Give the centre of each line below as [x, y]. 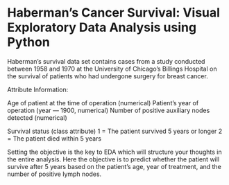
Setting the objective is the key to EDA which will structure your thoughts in [114, 152]
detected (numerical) [37, 117]
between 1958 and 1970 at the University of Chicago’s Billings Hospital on [112, 69]
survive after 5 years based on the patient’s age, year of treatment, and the [114, 166]
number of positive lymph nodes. [54, 174]
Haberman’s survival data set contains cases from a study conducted [106, 61]
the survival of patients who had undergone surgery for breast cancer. [108, 76]
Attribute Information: [38, 89]
